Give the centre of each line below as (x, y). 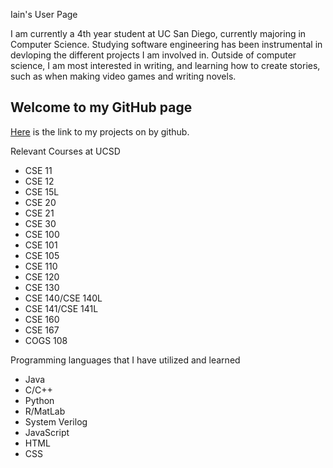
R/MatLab (45, 411)
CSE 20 (40, 202)
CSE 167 (42, 330)
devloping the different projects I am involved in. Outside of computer (153, 55)
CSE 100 (42, 234)
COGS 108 (46, 340)
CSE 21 (39, 213)
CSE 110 (41, 266)
